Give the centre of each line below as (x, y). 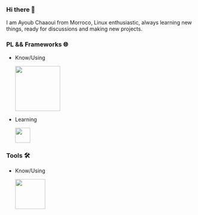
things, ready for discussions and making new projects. (74, 29)
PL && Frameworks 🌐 (37, 44)
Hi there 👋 (21, 10)
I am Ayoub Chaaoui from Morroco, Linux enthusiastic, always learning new (99, 23)
